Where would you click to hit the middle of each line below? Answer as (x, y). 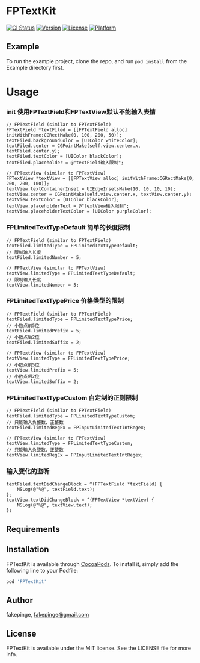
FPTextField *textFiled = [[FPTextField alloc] (67, 130)
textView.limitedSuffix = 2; (43, 381)
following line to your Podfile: (42, 570)
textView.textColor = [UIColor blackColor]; (63, 200)
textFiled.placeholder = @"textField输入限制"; (65, 163)
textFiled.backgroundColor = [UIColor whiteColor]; (72, 141)
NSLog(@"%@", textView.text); (55, 505)
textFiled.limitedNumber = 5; (44, 257)
